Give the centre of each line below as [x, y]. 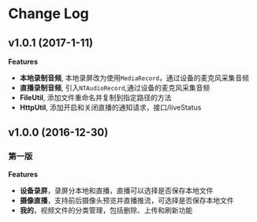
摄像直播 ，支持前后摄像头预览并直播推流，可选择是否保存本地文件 [127, 200]
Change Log [48, 14]
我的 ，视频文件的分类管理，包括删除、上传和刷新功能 [106, 210]
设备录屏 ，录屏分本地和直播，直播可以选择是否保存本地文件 [116, 191]
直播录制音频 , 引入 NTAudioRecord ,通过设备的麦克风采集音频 [115, 88]
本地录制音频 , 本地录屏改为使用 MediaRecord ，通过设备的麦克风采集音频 [134, 78]
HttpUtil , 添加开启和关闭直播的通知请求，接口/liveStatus [110, 107]
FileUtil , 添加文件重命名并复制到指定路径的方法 [95, 98]
